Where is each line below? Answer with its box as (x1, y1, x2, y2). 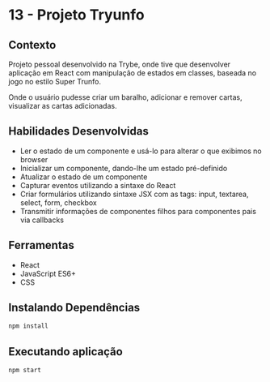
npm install (8, 322, 49, 330)
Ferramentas (8, 238, 74, 252)
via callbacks (19, 215, 65, 225)
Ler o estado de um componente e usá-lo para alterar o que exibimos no (19, 146, 263, 156)
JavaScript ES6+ (19, 268, 77, 278)
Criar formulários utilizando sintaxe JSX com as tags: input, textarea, (19, 189, 249, 199)
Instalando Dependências (8, 301, 141, 315)
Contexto (8, 38, 57, 52)
